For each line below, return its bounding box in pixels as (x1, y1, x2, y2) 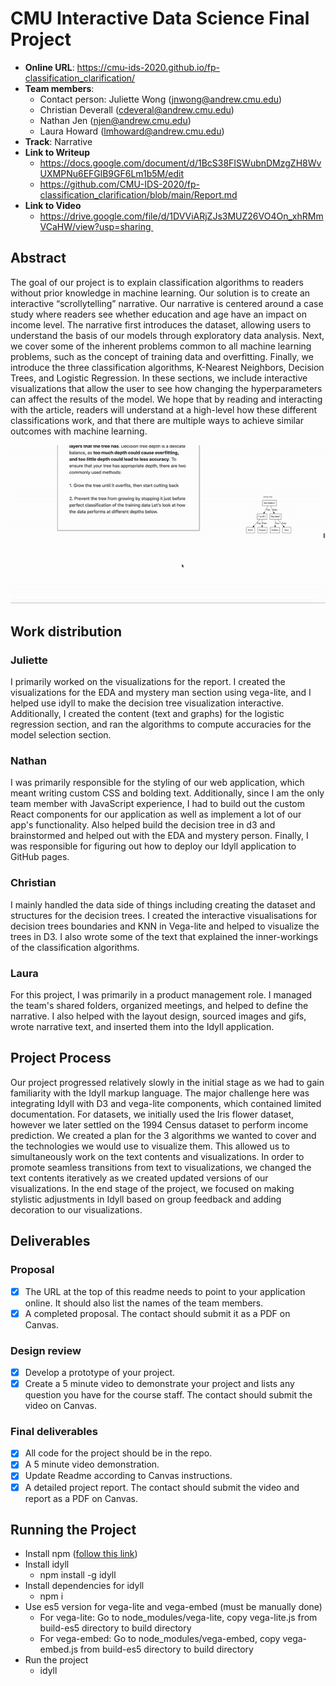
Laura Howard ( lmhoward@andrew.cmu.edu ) (39, 125, 225, 137)
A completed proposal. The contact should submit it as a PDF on (24, 1307, 291, 1319)
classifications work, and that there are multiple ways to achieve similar (10, 414, 305, 426)
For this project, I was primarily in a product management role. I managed (10, 989, 313, 1001)
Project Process (10, 1050, 112, 1067)
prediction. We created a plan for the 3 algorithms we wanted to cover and (10, 1129, 317, 1141)
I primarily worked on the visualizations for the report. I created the (10, 676, 286, 688)
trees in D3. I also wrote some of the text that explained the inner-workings (10, 930, 319, 942)
